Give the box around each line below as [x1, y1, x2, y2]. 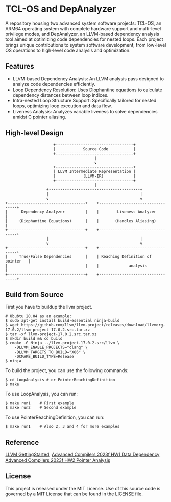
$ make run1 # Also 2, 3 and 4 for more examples [5, 424, 120, 429]
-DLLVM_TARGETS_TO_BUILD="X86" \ [14, 350, 86, 355]
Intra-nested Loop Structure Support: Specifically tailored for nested [12, 97, 157, 103]
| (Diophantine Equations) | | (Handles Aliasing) [5, 218, 157, 223]
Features [5, 62, 34, 71]
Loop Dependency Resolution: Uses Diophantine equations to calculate [12, 86, 162, 93]
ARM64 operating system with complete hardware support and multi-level [5, 25, 161, 31]
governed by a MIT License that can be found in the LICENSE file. [5, 491, 143, 497]
